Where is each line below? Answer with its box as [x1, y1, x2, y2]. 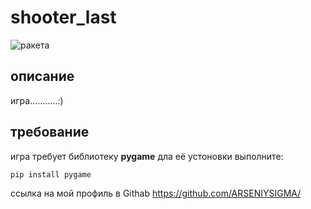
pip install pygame [10, 169, 92, 180]
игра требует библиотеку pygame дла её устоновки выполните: [10, 150, 284, 162]
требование [10, 124, 90, 141]
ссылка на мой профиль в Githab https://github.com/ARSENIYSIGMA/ [10, 187, 302, 199]
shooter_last [10, 6, 117, 29]
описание [10, 68, 75, 85]
